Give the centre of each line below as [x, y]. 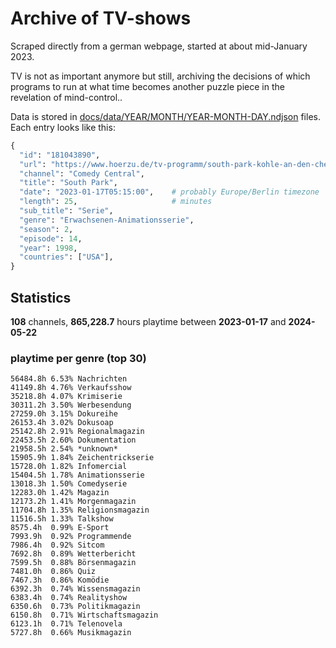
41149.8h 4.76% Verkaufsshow [71, 388]
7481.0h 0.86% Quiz [53, 572]
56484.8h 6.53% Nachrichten [69, 379]
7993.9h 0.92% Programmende [71, 537]
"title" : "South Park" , [68, 183]
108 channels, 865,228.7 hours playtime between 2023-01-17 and [148, 321]
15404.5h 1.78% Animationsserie [77, 475]
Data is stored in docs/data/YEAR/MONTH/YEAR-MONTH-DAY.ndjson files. [165, 116]
